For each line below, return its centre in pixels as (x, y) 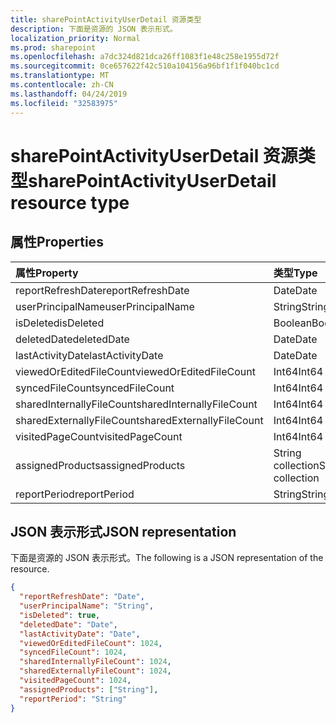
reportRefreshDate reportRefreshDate (102, 290)
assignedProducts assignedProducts (100, 465)
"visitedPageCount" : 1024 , (75, 681)
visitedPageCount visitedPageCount (99, 436)
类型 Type (295, 273)
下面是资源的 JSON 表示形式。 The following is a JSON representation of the (167, 558)
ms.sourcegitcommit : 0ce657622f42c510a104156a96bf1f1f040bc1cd (145, 66)
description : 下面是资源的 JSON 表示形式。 (94, 29)
